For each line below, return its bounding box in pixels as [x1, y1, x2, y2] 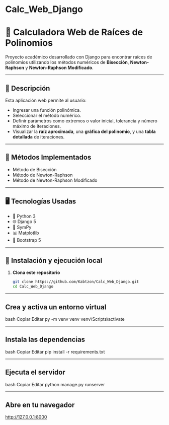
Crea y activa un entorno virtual [5, 303, 107, 311]
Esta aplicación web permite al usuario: [5, 97, 87, 103]
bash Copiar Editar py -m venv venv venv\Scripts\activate [5, 316, 125, 322]
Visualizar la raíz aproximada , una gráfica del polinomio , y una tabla [12, 128, 156, 134]
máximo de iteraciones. [12, 123, 61, 129]
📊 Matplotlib [12, 230, 39, 236]
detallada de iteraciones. [12, 133, 65, 139]
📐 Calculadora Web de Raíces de [5, 27, 143, 38]
